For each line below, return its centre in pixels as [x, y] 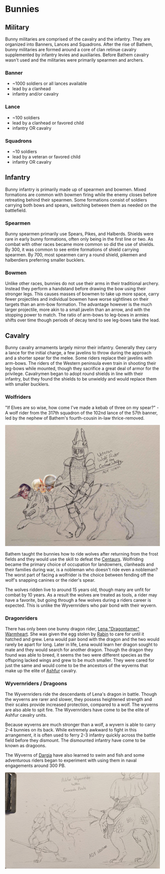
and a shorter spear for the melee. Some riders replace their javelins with [79, 358]
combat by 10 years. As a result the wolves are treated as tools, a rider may [81, 594]
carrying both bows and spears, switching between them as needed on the [81, 205]
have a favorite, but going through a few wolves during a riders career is [78, 600]
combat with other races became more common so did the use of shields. [80, 244]
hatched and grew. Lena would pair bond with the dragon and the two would [82, 639]
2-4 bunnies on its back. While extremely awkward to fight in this [71, 730]
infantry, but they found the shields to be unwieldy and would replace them [81, 379]
